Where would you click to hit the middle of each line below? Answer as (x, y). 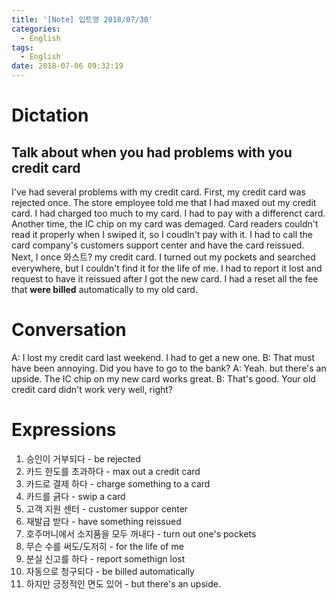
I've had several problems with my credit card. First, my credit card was (158, 192)
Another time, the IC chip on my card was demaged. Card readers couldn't (165, 224)
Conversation (69, 330)
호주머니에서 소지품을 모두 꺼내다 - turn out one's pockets (141, 533)
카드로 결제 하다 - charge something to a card (118, 483)
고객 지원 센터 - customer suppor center (107, 508)
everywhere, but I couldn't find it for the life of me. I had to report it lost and (167, 268)
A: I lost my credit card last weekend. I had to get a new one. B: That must (163, 357)
